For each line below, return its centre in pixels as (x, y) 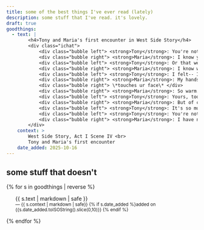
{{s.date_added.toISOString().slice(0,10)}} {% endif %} (72, 210)
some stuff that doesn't (52, 172)
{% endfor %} (24, 221)
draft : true (21, 23)
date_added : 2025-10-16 (47, 148)
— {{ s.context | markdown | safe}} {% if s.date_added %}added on (85, 204)
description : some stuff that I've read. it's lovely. (77, 18)
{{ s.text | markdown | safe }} (51, 199)
